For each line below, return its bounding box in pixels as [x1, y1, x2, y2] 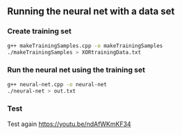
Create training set [7, 26, 72, 36]
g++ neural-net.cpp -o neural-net [7, 81, 108, 88]
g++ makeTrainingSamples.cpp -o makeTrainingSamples [7, 42, 163, 49]
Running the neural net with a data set [7, 6, 175, 17]
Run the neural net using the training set [7, 65, 146, 75]
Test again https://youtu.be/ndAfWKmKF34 [7, 120, 131, 128]
